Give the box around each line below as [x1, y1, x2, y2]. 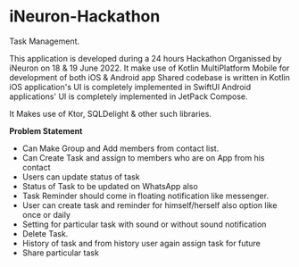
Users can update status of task [21, 171, 140, 182]
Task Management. [9, 36, 80, 46]
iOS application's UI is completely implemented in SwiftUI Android [9, 81, 252, 92]
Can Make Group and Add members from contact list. [21, 143, 220, 154]
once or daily [21, 209, 71, 220]
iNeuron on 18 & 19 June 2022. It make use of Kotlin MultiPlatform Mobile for [9, 63, 290, 73]
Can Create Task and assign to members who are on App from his [21, 152, 265, 163]
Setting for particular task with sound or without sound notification [21, 219, 267, 229]
